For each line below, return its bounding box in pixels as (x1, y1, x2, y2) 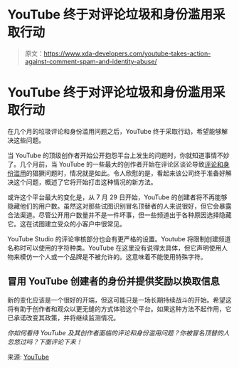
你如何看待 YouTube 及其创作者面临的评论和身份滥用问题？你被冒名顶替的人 (7, 328, 230, 337)
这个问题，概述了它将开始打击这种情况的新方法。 (13, 177, 157, 186)
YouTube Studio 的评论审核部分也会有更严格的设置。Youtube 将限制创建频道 (7, 234, 231, 243)
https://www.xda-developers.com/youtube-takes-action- (43, 49, 211, 58)
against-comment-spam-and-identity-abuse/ (24, 57, 158, 65)
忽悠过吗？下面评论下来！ (7, 337, 83, 346)
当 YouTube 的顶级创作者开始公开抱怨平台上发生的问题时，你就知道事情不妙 (7, 151, 230, 159)
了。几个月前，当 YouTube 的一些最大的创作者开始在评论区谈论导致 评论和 (7, 159, 224, 168)
